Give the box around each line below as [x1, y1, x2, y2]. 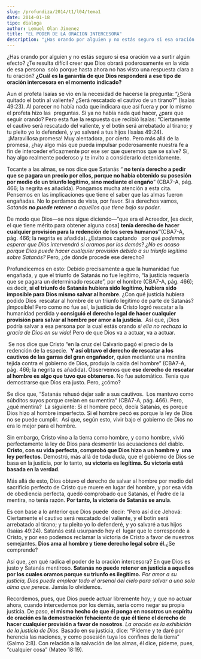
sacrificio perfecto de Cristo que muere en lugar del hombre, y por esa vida [7, 484, 193, 491]
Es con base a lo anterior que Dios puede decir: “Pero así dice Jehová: [7, 508, 182, 515]
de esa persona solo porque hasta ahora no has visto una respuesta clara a [7, 66, 194, 73]
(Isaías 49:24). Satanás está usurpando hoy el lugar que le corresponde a [7, 527, 190, 534]
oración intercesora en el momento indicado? [7, 79, 122, 86]
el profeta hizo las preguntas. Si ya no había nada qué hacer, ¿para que [7, 109, 184, 116]
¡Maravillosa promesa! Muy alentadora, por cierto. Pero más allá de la [8, 135, 179, 142]
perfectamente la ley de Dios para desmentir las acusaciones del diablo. [7, 440, 185, 447]
